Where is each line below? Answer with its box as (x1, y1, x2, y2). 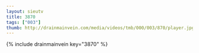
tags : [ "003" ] (6, 19, 41, 25)
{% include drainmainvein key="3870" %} (6, 41, 108, 48)
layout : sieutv (6, 8, 44, 15)
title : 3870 (6, 14, 36, 20)
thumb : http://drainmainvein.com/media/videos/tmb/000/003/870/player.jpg (6, 24, 195, 31)
